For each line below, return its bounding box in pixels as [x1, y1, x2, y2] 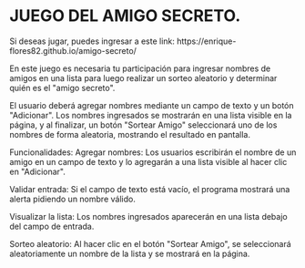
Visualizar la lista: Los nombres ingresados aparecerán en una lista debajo [9, 211, 289, 222]
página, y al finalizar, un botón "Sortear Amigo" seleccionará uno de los [9, 119, 278, 130]
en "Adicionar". [9, 166, 66, 177]
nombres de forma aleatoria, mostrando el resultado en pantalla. [9, 129, 251, 139]
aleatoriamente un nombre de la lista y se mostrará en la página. [9, 248, 250, 259]
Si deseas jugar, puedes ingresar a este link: [9, 36, 176, 46]
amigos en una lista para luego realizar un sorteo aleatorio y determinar [9, 72, 278, 83]
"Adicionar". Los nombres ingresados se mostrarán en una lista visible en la [9, 109, 292, 120]
